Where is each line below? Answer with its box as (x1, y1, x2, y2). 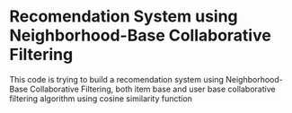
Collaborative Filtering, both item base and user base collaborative (30, 83, 276, 94)
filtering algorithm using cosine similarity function (9, 92, 193, 104)
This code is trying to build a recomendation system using (9, 74, 225, 84)
